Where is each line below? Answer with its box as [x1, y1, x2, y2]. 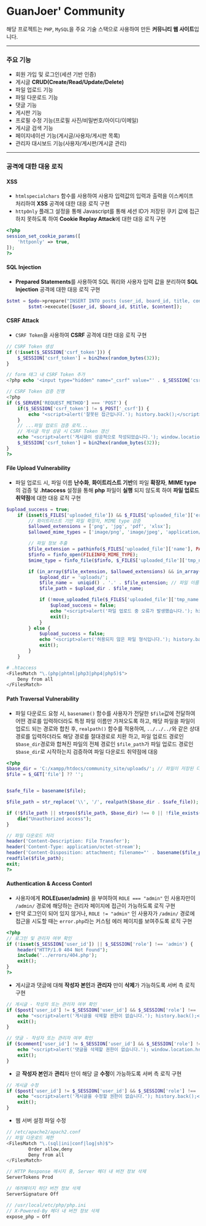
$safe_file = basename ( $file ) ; [6, 788, 86, 794]
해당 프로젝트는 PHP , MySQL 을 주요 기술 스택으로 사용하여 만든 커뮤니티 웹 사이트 [6, 25, 194, 33]
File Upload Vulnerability [6, 464, 71, 472]
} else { [28, 625, 51, 631]
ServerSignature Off [6, 1191, 59, 1197]
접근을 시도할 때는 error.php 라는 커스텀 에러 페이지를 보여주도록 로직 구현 [15, 917, 193, 924]
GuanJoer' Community [6, 4, 126, 18]
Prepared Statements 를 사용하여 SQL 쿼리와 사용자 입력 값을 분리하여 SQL [15, 278, 198, 285]
